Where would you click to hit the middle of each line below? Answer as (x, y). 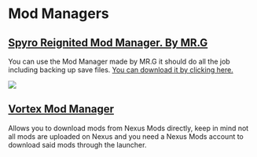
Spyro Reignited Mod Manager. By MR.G (108, 43)
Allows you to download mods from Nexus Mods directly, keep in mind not (128, 128)
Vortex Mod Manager (61, 110)
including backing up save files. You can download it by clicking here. (121, 70)
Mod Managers (59, 14)
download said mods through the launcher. (77, 144)
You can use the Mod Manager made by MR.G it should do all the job (119, 61)
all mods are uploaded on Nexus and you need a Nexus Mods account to (126, 136)
